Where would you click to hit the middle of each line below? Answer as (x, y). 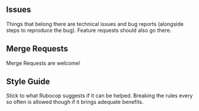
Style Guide (28, 82)
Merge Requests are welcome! (44, 63)
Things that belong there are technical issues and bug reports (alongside (95, 24)
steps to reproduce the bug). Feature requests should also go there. (89, 30)
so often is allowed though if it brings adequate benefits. (75, 102)
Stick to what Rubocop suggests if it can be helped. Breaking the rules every (99, 96)
